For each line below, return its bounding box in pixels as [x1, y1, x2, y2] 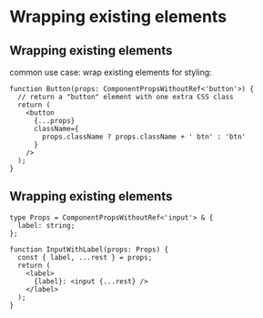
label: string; [17, 221, 76, 230]
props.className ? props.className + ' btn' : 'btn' [42, 132, 247, 141]
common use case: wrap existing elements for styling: [9, 67, 212, 77]
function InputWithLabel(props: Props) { [9, 244, 169, 254]
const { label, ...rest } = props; [17, 252, 153, 262]
